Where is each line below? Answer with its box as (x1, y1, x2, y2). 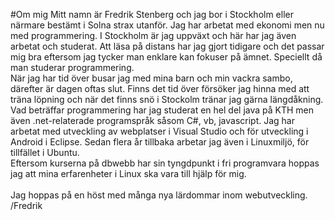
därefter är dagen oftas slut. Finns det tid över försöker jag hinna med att (10, 83, 310, 94)
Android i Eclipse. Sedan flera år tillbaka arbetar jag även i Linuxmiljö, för (10, 136, 310, 148)
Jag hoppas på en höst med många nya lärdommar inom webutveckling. (10, 189, 308, 201)
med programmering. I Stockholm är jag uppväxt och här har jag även (10, 30, 297, 41)
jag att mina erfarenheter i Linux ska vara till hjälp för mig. (10, 168, 247, 179)
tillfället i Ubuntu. (10, 147, 80, 158)
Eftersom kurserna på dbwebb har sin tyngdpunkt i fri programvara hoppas (10, 157, 320, 169)
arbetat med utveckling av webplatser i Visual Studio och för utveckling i (10, 125, 309, 137)
